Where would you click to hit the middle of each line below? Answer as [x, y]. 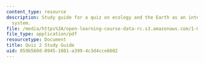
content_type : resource [36, 12]
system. [22, 23]
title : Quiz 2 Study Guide [40, 46]
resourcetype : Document [36, 40]
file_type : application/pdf [42, 34]
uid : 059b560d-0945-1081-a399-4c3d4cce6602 [62, 51]
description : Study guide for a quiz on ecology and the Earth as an [96, 17]
